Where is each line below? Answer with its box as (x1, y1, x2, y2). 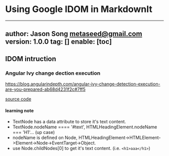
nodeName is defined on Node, (12, 134, 78, 141)
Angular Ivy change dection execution (5, 69, 101, 76)
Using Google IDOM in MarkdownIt (5, 4, 152, 15)
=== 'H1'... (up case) (12, 129, 55, 135)
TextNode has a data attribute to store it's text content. (12, 119, 126, 125)
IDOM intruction (5, 54, 56, 63)
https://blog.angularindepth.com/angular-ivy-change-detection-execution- (5, 81, 160, 87)
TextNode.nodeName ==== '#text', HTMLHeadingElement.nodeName (12, 124, 157, 130)
